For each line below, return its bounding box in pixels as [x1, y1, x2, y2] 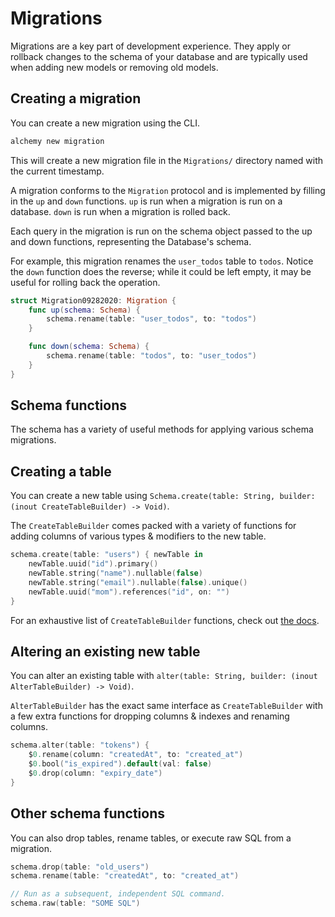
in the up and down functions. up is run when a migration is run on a [10, 195, 283, 207]
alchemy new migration [10, 136, 105, 146]
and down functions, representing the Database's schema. [10, 235, 252, 247]
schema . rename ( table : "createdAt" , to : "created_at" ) [10, 871, 240, 881]
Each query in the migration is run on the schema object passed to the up [10, 225, 313, 237]
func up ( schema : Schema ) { [28, 305, 141, 315]
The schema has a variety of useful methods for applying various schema [10, 423, 314, 436]
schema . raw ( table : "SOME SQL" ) [10, 898, 141, 909]
